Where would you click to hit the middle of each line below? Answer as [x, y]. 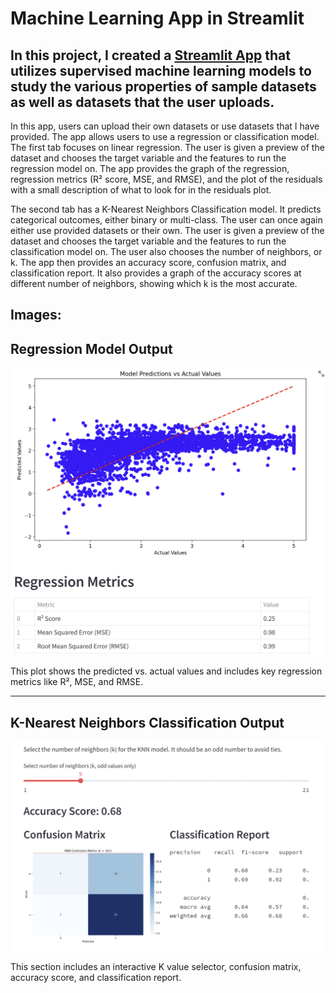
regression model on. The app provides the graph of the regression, [150, 168]
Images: [36, 315]
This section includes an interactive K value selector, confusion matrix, [156, 966]
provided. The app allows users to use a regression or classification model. [165, 136]
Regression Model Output [91, 348]
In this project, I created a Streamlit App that [150, 55]
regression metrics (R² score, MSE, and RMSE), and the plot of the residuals [166, 179]
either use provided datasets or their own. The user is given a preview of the [167, 230]
